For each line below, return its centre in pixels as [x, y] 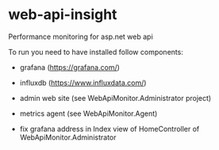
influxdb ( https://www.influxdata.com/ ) [83, 83]
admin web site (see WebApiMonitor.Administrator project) [115, 98]
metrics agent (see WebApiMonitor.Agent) [88, 113]
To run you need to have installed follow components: [96, 52]
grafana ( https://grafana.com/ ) [70, 67]
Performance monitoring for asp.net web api [81, 37]
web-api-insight [63, 15]
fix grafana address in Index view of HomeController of [109, 129]
